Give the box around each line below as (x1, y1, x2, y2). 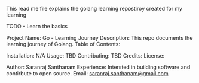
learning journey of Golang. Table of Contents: (6, 41, 121, 47)
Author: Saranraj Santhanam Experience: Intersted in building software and (6, 63, 191, 71)
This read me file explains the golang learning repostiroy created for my (6, 5, 183, 12)
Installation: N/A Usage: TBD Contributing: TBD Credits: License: (6, 52, 165, 59)
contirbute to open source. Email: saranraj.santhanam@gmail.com (6, 70, 169, 76)
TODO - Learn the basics (6, 23, 68, 30)
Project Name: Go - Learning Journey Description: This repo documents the (6, 34, 193, 41)
